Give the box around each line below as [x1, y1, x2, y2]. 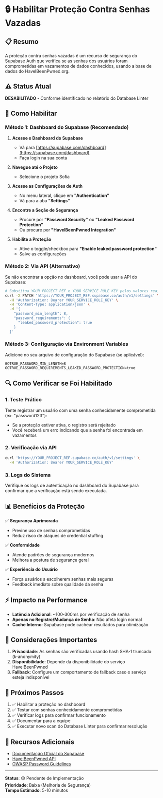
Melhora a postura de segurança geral [12, 557, 89, 563]
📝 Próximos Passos [5, 689, 64, 697]
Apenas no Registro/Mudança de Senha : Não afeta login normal [12, 616, 142, 622]
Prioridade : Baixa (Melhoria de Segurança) [5, 782, 91, 788]
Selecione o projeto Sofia [19, 174, 70, 179]
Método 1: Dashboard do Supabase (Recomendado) [5, 124, 129, 131]
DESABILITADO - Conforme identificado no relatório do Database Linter [5, 95, 149, 101]
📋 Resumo [5, 37, 39, 46]
